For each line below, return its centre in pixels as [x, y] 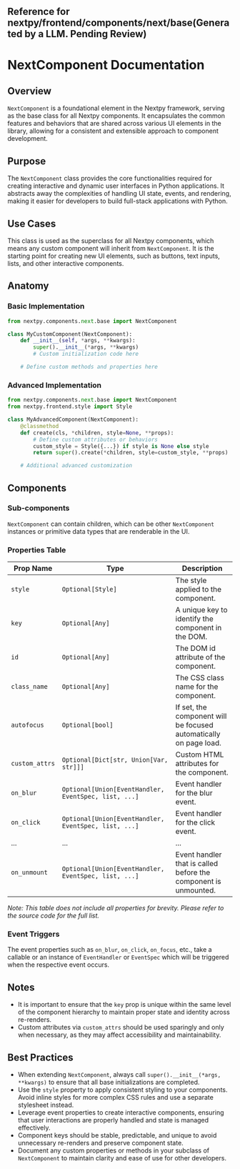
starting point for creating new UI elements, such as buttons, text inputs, [114, 256]
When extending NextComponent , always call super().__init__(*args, [119, 1075]
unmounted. [196, 890]
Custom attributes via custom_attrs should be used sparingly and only [121, 1028]
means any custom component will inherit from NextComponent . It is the [111, 249]
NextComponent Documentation [106, 65]
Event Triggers [34, 934]
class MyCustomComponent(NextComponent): [70, 334]
